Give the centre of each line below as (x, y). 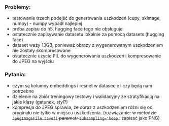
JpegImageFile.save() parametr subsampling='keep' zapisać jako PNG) (86, 118)
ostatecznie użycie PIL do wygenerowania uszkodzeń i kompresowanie (87, 56)
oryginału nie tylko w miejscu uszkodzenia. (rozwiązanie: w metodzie (84, 112)
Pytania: (15, 75)
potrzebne (23, 91)
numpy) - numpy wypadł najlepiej (47, 23)
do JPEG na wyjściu (33, 61)
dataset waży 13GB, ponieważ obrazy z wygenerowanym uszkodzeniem (88, 45)
